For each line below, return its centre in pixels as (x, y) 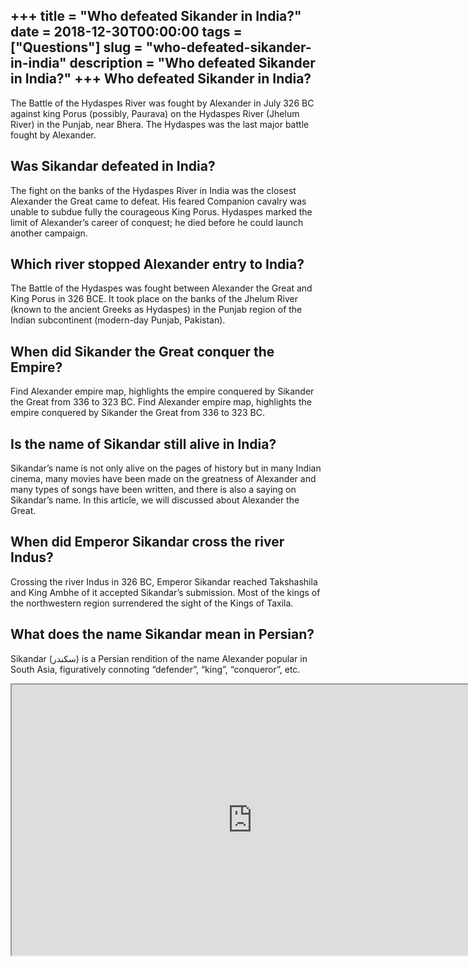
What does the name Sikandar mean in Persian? (162, 634)
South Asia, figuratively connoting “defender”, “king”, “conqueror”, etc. (155, 669)
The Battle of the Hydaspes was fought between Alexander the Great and (161, 288)
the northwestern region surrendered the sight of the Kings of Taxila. (152, 603)
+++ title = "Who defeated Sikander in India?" (156, 16)
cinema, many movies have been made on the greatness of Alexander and (163, 479)
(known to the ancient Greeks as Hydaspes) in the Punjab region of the (156, 310)
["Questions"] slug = (76, 47)
